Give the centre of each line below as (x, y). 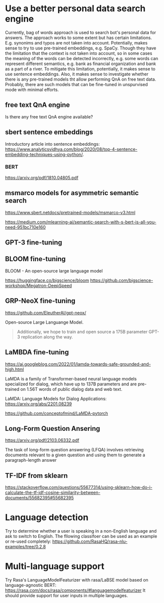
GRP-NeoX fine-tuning (40, 301)
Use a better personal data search (75, 9)
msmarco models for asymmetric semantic (72, 193)
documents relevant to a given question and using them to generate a (75, 455)
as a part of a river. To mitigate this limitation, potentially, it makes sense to (80, 68)
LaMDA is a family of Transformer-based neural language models (71, 379)
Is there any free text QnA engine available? (49, 117)
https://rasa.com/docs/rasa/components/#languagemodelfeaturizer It (75, 590)
